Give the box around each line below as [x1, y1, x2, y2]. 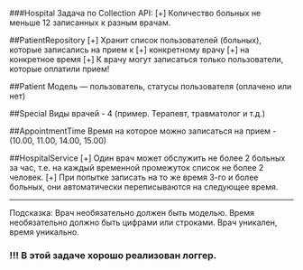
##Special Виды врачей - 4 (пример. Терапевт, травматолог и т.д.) [9, 108, 266, 118]
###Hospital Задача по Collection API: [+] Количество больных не [9, 8, 262, 18]
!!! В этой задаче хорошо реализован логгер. [9, 248, 217, 261]
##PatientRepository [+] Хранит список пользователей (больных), [9, 35, 262, 45]
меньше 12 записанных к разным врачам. [9, 17, 171, 28]
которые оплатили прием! [9, 63, 110, 74]
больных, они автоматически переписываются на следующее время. [9, 182, 279, 192]
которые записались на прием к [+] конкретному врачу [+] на [9, 44, 250, 55]
